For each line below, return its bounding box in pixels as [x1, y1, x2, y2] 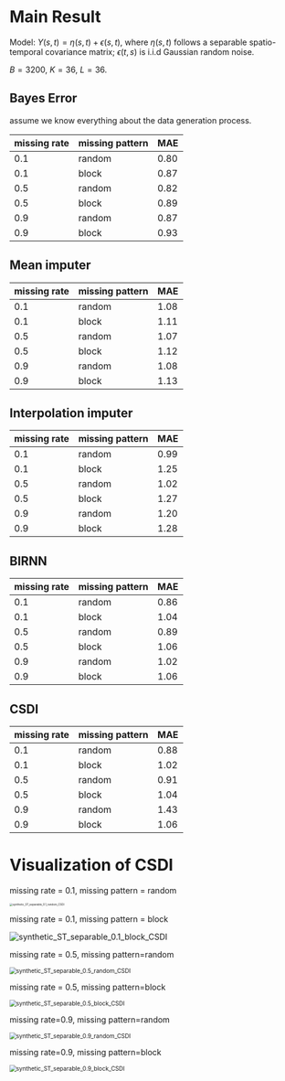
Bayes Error [9, 91, 78, 106]
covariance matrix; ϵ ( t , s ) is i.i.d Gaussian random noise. [45, 46, 255, 57]
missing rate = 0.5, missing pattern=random [9, 949, 174, 960]
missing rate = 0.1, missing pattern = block [9, 914, 169, 925]
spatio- [248, 37, 277, 48]
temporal [9, 46, 44, 57]
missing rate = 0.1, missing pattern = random [9, 884, 177, 895]
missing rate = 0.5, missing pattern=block [9, 981, 166, 993]
